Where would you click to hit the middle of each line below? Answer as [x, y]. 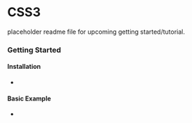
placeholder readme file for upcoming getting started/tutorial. [96, 32]
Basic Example [29, 98]
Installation [24, 67]
